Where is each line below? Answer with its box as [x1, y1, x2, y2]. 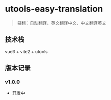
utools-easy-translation [5, 3, 103, 14]
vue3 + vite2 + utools [5, 48, 48, 54]
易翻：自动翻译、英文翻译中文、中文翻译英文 [16, 20, 107, 26]
